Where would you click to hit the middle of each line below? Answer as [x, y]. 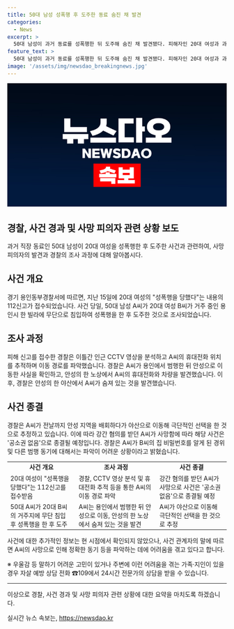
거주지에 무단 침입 [41, 515]
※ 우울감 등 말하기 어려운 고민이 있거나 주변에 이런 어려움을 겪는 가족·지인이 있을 [116, 564]
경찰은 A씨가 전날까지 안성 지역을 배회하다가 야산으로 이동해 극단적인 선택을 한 [113, 425]
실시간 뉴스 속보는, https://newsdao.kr [60, 618]
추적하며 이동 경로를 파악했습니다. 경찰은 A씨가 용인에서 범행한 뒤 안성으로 [115, 365]
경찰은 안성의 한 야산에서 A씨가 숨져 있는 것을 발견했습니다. [96, 383]
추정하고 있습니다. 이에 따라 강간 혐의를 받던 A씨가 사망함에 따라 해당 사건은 [122, 434]
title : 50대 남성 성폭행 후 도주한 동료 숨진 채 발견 [74, 15]
